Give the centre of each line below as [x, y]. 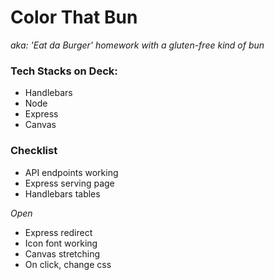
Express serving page [69, 183]
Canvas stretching [62, 253]
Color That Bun [74, 17]
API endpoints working [71, 172]
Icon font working [61, 243]
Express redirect [58, 232]
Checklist [34, 151]
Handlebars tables [62, 193]
